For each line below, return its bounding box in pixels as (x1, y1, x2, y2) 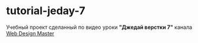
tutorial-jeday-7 (6, 4, 85, 18)
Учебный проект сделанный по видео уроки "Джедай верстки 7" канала (6, 24, 193, 31)
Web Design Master (6, 29, 55, 37)
